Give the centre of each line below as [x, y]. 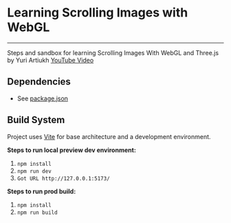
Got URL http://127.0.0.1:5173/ [63, 178]
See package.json [43, 98]
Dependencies [39, 82]
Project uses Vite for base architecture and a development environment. [109, 136]
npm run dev [34, 171]
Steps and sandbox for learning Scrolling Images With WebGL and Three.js [113, 52]
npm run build [37, 212]
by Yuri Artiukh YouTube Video [51, 60]
